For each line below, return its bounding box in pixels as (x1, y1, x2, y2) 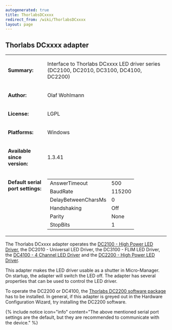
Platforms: (8, 129, 34, 136)
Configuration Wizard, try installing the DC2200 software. (5, 299, 127, 305)
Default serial (8, 179, 42, 186)
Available (8, 147, 31, 155)
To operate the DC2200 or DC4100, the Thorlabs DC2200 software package (5, 288, 166, 294)
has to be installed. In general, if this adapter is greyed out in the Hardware (5, 294, 163, 300)
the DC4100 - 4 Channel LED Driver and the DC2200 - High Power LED (5, 252, 155, 258)
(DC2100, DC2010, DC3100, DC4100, (47, 67, 142, 74)
